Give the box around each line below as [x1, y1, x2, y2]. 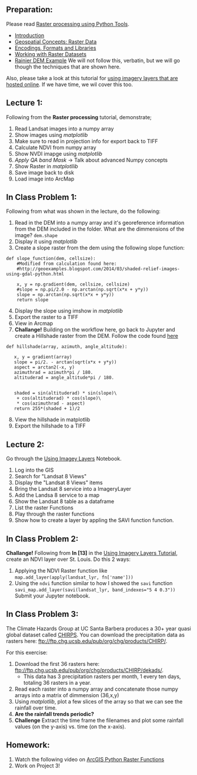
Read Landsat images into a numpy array [14, 125, 114, 132]
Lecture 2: [6, 439, 45, 449]
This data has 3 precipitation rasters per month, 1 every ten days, [23, 672, 181, 680]
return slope [16, 297, 49, 303]
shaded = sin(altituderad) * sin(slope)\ [14, 390, 117, 396]
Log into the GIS [14, 467, 54, 474]
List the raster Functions [14, 504, 74, 511]
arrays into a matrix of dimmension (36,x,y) [14, 691, 119, 698]
